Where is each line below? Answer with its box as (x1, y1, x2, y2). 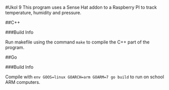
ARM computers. (5, 79, 40, 85)
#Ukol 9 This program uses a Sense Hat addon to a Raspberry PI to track (5, 5, 157, 10)
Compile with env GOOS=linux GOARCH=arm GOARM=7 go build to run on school (5, 74, 164, 80)
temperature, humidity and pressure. (5, 10, 82, 16)
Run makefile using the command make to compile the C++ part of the (5, 39, 150, 45)
